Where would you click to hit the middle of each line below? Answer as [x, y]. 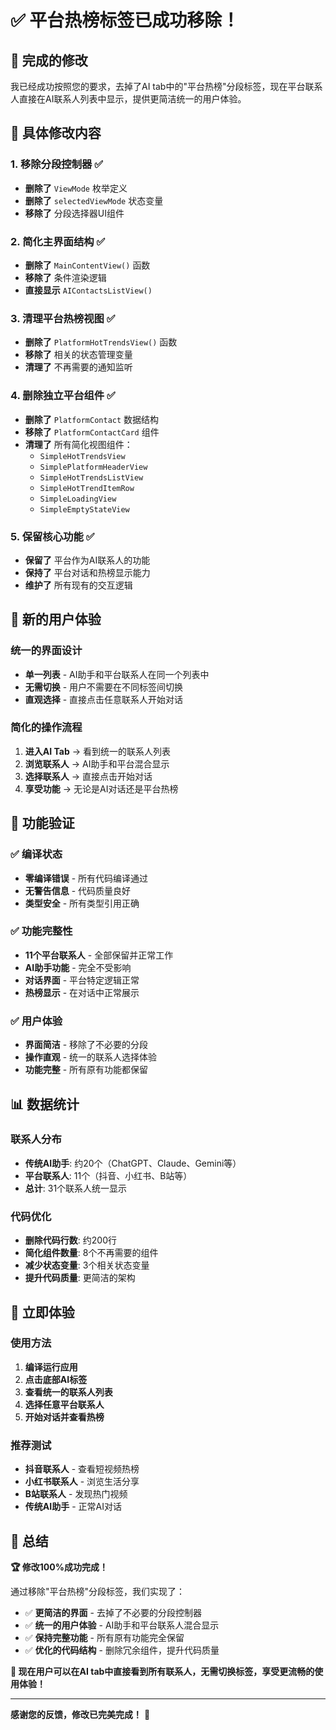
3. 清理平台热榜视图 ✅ [63, 318]
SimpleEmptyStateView [84, 509]
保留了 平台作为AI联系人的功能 [87, 560]
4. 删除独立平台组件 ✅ [63, 396]
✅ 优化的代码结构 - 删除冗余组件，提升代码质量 [122, 1650]
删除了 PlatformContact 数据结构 [92, 419]
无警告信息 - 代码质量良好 [78, 890]
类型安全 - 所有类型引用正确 [82, 903]
